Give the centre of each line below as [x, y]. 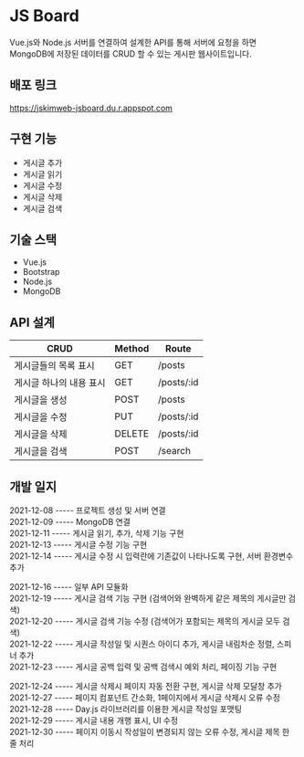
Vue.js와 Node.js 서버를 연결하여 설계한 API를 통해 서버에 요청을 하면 [133, 42]
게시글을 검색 [41, 451]
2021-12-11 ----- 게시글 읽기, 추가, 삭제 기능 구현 [97, 533]
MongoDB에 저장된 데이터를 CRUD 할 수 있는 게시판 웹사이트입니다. [131, 53]
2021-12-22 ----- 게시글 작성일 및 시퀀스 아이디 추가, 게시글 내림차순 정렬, [142, 644]
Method [132, 349]
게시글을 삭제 [41, 435]
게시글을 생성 [41, 400]
